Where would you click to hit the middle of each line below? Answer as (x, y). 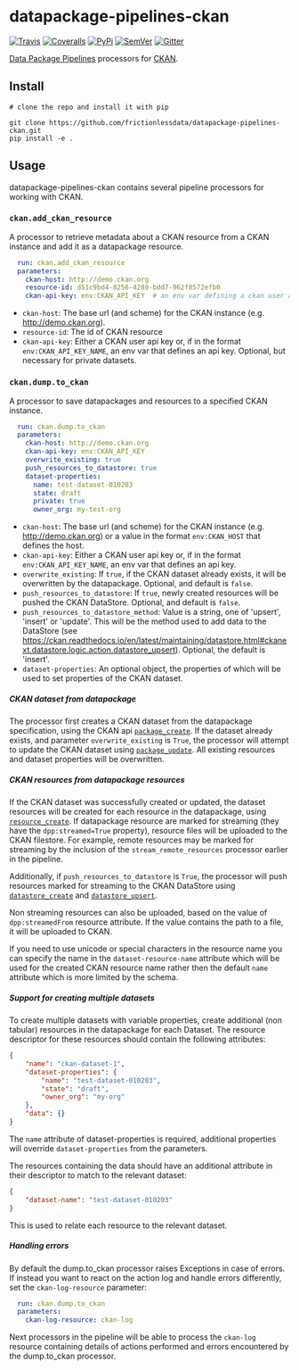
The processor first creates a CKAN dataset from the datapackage (131, 721)
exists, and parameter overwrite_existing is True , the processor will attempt (149, 740)
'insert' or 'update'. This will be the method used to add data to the (144, 621)
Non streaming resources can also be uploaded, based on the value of (138, 913)
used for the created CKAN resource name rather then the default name (139, 968)
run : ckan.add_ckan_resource (71, 262)
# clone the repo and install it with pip (89, 107)
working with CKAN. (46, 196)
